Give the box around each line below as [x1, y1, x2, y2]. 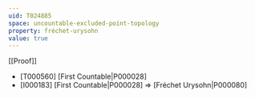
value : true [8, 34, 48, 43]
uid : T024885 [8, 11, 52, 20]
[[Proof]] [8, 56, 38, 66]
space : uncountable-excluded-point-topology [8, 19, 160, 27]
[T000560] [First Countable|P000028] [19, 71, 147, 81]
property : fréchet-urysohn [8, 27, 99, 35]
